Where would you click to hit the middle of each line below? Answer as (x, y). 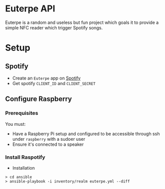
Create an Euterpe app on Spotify (46, 78)
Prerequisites (22, 113)
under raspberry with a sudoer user (49, 139)
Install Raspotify (25, 157)
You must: (15, 124)
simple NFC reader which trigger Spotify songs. (54, 27)
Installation (24, 168)
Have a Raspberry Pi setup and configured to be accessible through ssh (86, 134)
